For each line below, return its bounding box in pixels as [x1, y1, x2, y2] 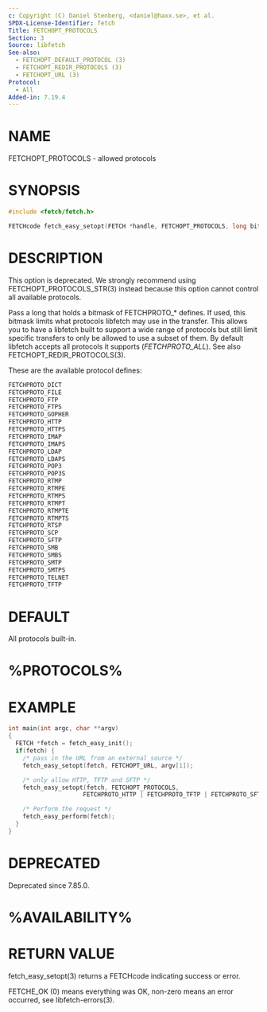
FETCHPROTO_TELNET [8, 573, 69, 581]
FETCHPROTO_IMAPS [8, 440, 66, 448]
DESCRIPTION [8, 249, 103, 268]
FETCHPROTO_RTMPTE [8, 506, 69, 514]
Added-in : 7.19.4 [8, 93, 66, 101]
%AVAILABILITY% [8, 908, 133, 926]
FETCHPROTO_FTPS [8, 403, 62, 411]
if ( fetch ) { [15, 747, 56, 755]
